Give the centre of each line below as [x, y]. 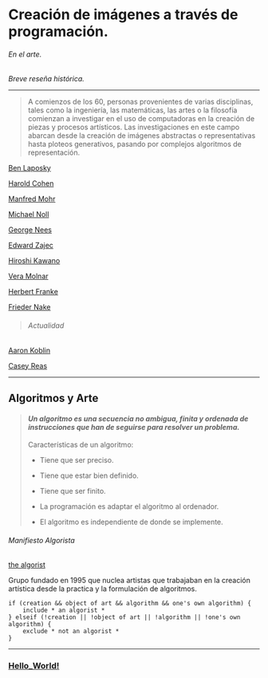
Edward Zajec [31, 246]
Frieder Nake [30, 307]
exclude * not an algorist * [71, 632]
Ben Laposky [30, 168]
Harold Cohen [31, 183]
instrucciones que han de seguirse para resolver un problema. [134, 427]
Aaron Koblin [30, 350]
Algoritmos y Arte [53, 398]
